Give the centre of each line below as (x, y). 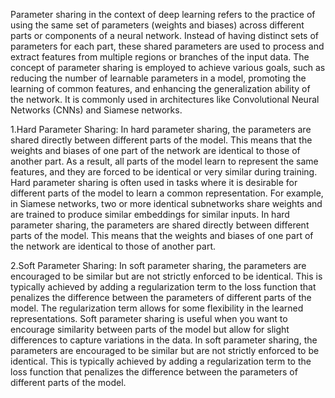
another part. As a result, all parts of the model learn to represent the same (164, 161)
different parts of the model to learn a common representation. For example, (167, 193)
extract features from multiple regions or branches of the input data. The (160, 57)
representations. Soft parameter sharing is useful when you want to (149, 318)
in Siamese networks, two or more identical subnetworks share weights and (166, 203)
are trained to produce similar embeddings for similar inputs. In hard (150, 214)
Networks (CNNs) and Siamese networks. (96, 110)
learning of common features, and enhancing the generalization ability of (160, 88)
